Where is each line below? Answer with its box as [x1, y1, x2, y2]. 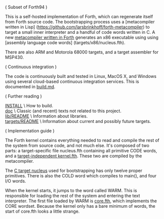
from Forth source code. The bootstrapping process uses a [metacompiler [5, 19, 155, 24]
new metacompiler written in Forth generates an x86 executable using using [5, 34, 159, 40]
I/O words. [5, 178, 26, 184]
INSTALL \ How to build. [5, 103, 53, 108]
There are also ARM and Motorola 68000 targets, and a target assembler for [5, 49, 159, 55]
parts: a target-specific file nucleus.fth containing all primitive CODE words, [5, 148, 158, 153]
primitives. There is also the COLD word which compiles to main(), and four [5, 173, 157, 178]
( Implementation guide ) [5, 128, 55, 134]
